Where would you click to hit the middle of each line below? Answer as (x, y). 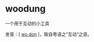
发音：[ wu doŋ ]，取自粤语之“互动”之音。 (49, 34)
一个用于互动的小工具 (27, 23)
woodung (25, 9)
